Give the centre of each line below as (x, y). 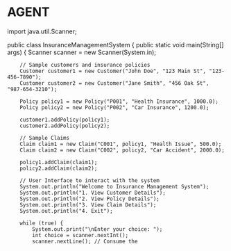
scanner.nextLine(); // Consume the (85, 241)
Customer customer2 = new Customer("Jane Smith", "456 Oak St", (114, 83)
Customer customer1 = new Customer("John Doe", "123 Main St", (113, 71)
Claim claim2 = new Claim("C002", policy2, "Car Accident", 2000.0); (122, 150)
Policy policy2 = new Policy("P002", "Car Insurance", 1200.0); (114, 107)
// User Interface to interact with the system (89, 180)
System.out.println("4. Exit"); (66, 211)
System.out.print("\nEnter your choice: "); (97, 229)
